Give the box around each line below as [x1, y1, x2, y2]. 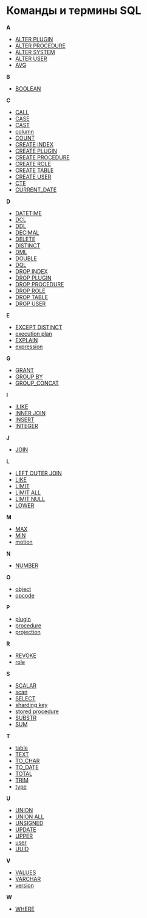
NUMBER [15, 562, 38, 569]
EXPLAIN [15, 336, 38, 343]
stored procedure [15, 708, 59, 715]
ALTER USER [15, 55, 47, 62]
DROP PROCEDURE [15, 280, 64, 288]
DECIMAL [15, 229, 39, 236]
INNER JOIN [15, 409, 46, 416]
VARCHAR [15, 875, 41, 882]
